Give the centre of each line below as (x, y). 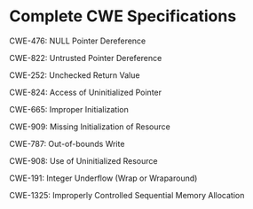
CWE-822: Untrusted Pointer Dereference (86, 58)
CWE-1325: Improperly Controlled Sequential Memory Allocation (127, 195)
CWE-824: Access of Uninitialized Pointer (86, 92)
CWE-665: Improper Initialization (69, 109)
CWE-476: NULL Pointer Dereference (78, 41)
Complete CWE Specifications (123, 16)
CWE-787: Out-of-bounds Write (67, 143)
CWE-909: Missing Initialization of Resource (90, 127)
